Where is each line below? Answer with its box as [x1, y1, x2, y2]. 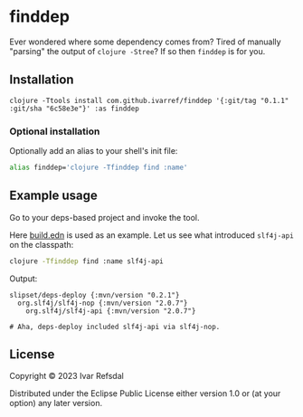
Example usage [9, 188, 98, 204]
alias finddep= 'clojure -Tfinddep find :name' [9, 163, 188, 173]
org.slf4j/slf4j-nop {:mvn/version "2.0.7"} [17, 299, 188, 308]
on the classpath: [9, 239, 74, 250]
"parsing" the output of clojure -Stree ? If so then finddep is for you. [9, 45, 266, 56]
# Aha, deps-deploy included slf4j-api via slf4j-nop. [9, 322, 221, 331]
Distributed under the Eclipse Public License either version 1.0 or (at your [9, 388, 281, 399]
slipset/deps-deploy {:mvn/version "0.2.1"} [9, 290, 180, 299]
